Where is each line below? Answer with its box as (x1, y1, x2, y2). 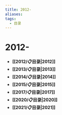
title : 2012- (5, 7, 32, 12)
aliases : (5, 12, 23, 17)
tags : (5, 16, 16, 21)
